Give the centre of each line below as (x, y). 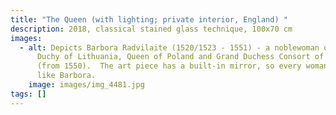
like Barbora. (66, 76)
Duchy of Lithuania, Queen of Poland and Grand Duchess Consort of (180, 57)
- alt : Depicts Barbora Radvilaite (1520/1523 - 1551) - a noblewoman (169, 47)
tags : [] (28, 94)
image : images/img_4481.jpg (86, 85)
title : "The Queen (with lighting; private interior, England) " (149, 19)
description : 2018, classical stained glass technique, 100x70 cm (151, 29)
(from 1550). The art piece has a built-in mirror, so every (169, 66)
